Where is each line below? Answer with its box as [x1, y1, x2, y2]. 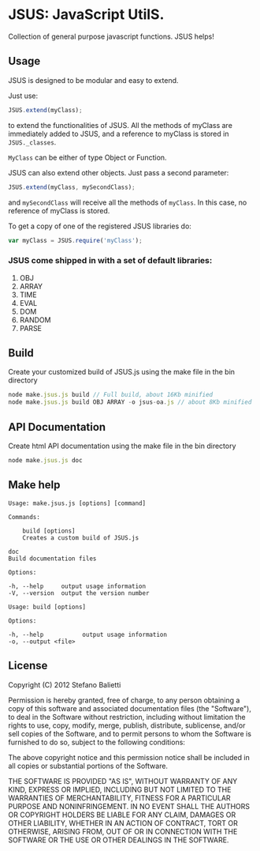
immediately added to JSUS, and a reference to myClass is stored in [8, 129, 229, 138]
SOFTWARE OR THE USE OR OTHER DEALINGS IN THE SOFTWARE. [8, 835, 229, 845]
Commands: [8, 513, 41, 521]
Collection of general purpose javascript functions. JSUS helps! [8, 32, 214, 41]
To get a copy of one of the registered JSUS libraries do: [8, 221, 191, 231]
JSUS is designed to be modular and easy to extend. [8, 75, 179, 85]
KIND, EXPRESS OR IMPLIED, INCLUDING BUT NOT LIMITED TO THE [8, 785, 232, 794]
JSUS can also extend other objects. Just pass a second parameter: [8, 168, 229, 177]
